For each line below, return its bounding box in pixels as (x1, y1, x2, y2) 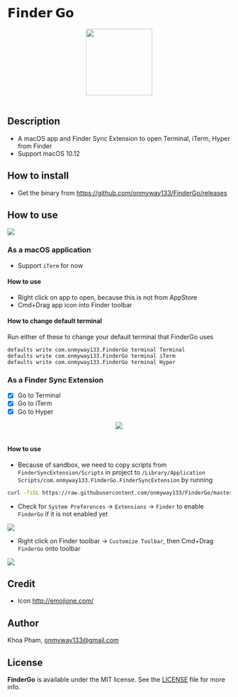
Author (7, 617, 39, 629)
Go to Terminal (17, 391, 62, 399)
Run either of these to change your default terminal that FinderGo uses (7, 333, 214, 341)
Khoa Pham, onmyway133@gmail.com (7, 636, 119, 645)
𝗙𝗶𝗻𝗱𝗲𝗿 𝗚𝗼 (7, 5, 74, 21)
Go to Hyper (17, 407, 54, 416)
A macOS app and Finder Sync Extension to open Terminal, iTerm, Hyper (17, 134, 230, 142)
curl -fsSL (7, 489, 40, 497)
